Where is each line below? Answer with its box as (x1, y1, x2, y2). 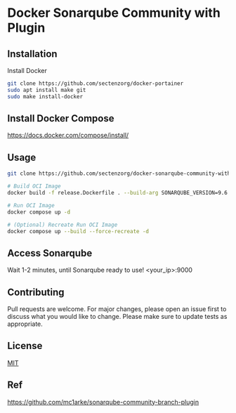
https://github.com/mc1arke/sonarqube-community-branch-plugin (7, 398, 199, 406)
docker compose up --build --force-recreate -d (7, 228, 150, 235)
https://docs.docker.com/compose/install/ (7, 131, 129, 140)
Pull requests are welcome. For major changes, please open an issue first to (7, 305, 227, 313)
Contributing (7, 286, 65, 298)
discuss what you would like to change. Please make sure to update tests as (7, 313, 228, 320)
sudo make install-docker (7, 93, 83, 100)
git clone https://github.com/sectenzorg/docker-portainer (7, 80, 184, 87)
